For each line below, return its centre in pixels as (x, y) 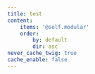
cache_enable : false (38, 60)
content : (20, 20)
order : (30, 33)
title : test (25, 14)
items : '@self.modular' (55, 27)
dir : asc (45, 47)
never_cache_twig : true (42, 54)
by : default (50, 40)
